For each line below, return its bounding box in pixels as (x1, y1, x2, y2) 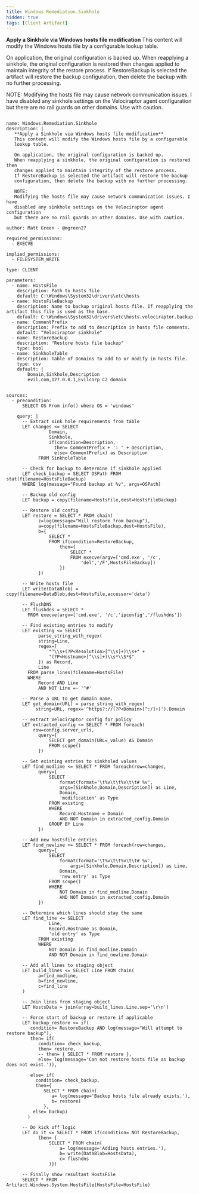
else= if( (30, 1072, 55, 1079)
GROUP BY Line (48, 821, 84, 828)
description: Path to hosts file (17, 288, 100, 294)
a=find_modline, (38, 973, 79, 979)
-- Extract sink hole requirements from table (21, 419, 140, 425)
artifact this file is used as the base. (6, 309, 111, 315)
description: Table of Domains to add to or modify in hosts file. (17, 356, 188, 362)
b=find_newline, (38, 978, 79, 984)
